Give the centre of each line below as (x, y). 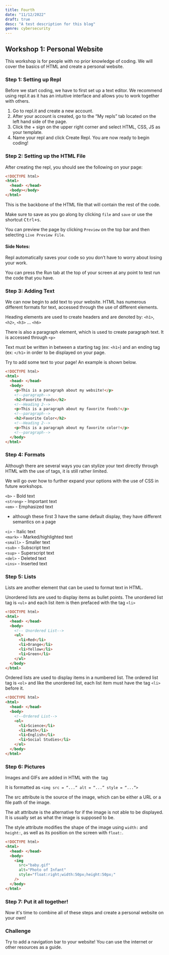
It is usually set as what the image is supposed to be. (60, 818)
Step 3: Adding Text (30, 291)
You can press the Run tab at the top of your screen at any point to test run (83, 273)
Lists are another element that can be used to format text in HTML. (74, 587)
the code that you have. (30, 278)
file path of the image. (28, 802)
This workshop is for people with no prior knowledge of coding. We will (79, 61)
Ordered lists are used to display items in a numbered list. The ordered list (82, 678)
